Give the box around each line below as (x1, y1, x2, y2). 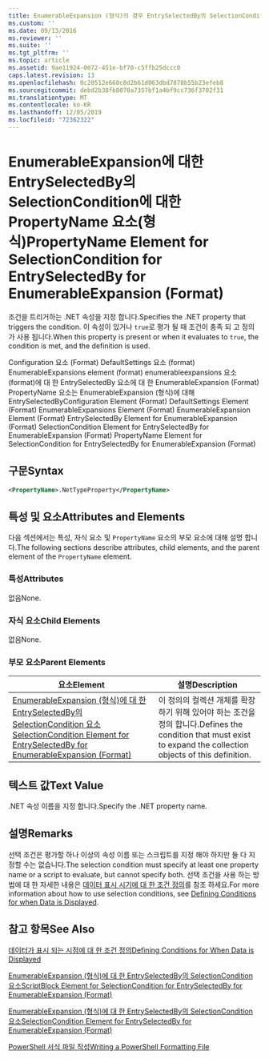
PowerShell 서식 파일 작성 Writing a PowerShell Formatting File (8, 1041, 210, 1051)
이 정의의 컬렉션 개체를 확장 (158, 695, 256, 706)
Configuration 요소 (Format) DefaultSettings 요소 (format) (8, 357, 195, 367)
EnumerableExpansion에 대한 (8, 153, 204, 171)
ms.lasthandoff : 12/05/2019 (8, 109, 102, 117)
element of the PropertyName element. (8, 552, 132, 561)
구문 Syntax (8, 464, 64, 478)
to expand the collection (158, 740, 250, 751)
